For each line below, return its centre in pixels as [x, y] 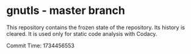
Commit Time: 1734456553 [41, 46]
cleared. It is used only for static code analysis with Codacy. [82, 33]
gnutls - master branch [66, 11]
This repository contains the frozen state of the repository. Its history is [95, 27]
